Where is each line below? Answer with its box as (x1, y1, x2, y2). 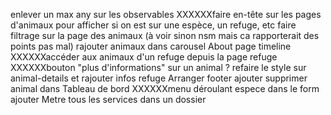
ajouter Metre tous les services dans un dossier (10, 94, 207, 105)
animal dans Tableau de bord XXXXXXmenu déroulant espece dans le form (10, 83, 320, 94)
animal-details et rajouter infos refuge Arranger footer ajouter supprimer (10, 72, 308, 84)
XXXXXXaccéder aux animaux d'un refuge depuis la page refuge (10, 51, 278, 63)
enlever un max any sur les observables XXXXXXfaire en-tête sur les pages (10, 9, 322, 20)
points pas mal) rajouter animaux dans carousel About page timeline (10, 40, 292, 52)
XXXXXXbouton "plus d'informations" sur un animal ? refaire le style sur (10, 62, 307, 73)
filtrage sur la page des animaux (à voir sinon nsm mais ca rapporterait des (10, 30, 320, 41)
